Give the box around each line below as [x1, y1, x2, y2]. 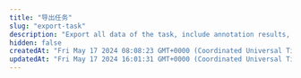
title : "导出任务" [9, 13, 73, 22]
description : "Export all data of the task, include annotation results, [9, 30, 291, 39]
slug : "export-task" [9, 22, 87, 30]
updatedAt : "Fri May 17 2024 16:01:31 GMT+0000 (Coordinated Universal [9, 55, 282, 64]
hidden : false [9, 38, 63, 48]
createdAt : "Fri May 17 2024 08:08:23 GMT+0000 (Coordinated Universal [9, 47, 282, 56]
